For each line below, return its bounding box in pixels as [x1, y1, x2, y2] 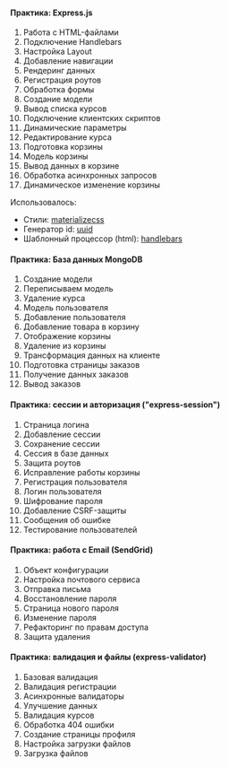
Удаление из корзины [22, 341, 106, 352]
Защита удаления [22, 631, 90, 641]
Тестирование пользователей [22, 524, 138, 535]
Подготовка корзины [22, 142, 104, 153]
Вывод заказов [22, 379, 81, 389]
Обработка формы [22, 84, 95, 95]
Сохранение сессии [22, 438, 101, 449]
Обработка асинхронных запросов [22, 170, 157, 181]
